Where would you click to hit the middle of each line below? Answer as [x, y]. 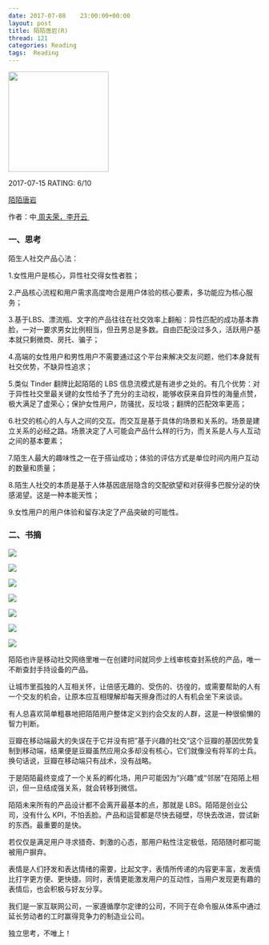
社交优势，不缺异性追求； [50, 367]
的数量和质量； [33, 468]
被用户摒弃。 [29, 852]
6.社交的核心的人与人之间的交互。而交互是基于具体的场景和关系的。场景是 [131, 421]
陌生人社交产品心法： [43, 258]
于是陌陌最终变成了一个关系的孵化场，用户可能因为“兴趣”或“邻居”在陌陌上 [130, 777]
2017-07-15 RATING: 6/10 [50, 183]
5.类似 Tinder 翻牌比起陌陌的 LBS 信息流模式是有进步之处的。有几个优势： [131, 384]
